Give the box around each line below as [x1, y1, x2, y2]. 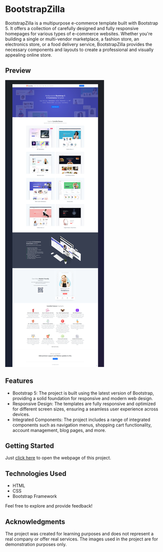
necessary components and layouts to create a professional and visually [5, 46, 154, 52]
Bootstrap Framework [12, 493, 57, 499]
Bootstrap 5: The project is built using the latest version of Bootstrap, [12, 390, 155, 396]
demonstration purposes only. [5, 541, 67, 547]
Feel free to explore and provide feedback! [5, 503, 93, 509]
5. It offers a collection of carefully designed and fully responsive [5, 25, 139, 31]
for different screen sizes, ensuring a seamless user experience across [12, 406, 159, 412]
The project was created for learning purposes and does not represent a [5, 531, 154, 536]
